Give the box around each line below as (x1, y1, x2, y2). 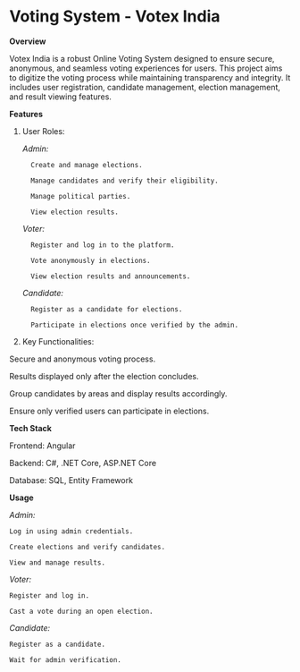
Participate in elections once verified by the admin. (30, 320, 239, 329)
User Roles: (21, 125, 65, 136)
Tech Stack (9, 422, 52, 433)
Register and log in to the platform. (30, 240, 175, 250)
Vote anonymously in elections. (30, 256, 151, 265)
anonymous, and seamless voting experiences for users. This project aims (9, 63, 283, 73)
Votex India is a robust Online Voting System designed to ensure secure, (9, 53, 275, 64)
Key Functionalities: (21, 336, 95, 346)
